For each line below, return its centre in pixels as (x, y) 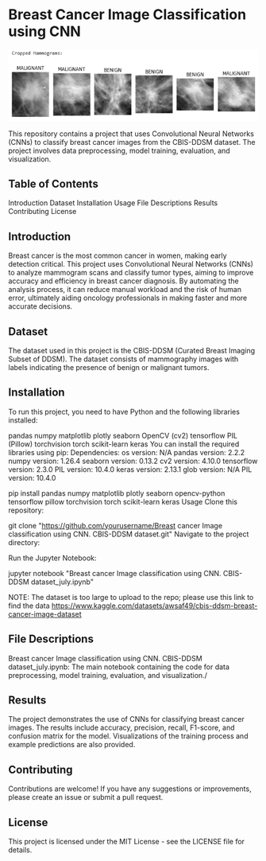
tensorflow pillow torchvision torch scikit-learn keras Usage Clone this (123, 501)
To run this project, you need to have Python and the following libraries (124, 411)
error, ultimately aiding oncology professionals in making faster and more (128, 298)
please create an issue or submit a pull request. (86, 797)
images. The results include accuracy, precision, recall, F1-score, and (122, 728)
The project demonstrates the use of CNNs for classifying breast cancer (126, 719)
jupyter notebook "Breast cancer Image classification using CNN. (115, 573)
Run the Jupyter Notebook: (52, 558)
